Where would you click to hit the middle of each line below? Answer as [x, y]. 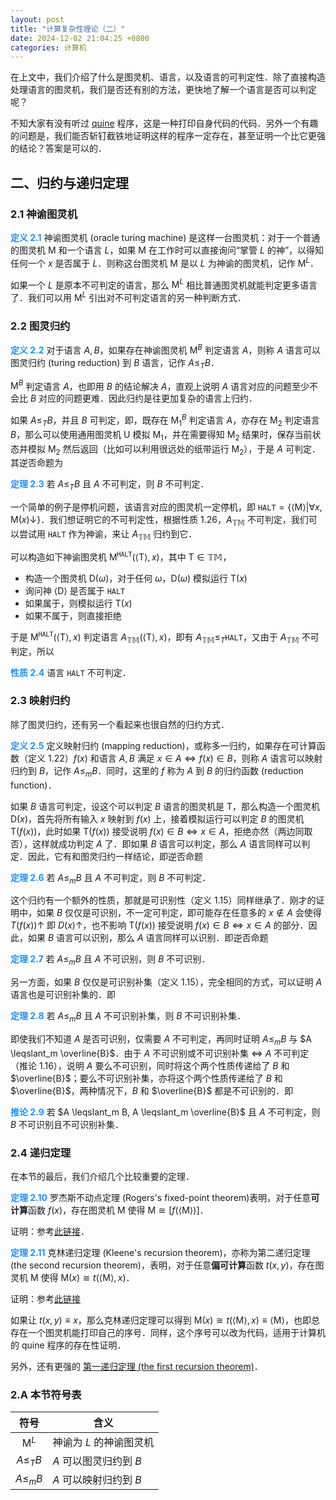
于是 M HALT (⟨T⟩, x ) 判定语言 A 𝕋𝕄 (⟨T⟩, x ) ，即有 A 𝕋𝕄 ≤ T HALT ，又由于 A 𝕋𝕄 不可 [165, 638]
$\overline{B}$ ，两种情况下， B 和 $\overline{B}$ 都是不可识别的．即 [152, 1090]
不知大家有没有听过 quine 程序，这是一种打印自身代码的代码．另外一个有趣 [164, 123]
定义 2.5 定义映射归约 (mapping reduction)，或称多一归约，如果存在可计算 [163, 745]
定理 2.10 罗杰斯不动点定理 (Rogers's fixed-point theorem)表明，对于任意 [161, 1198]
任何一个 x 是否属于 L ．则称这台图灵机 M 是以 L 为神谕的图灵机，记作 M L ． [164, 262]
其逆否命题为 [36, 463]
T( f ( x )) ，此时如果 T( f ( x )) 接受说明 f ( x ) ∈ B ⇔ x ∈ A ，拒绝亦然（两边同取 [161, 831]
